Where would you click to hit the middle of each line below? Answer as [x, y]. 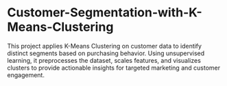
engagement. [26, 75]
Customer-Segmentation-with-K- [105, 13]
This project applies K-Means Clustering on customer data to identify [105, 46]
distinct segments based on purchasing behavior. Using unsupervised [106, 53]
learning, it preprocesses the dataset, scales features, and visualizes [104, 60]
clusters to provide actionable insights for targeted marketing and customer [114, 68]
